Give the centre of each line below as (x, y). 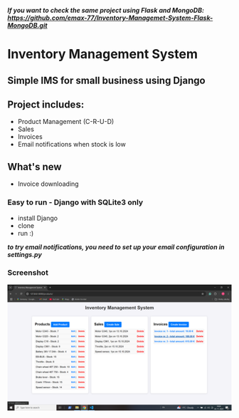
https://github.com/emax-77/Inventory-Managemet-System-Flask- (110, 18)
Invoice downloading (48, 184)
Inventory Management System (102, 54)
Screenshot (28, 273)
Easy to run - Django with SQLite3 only (75, 202)
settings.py (25, 254)
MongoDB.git (27, 25)
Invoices (30, 137)
